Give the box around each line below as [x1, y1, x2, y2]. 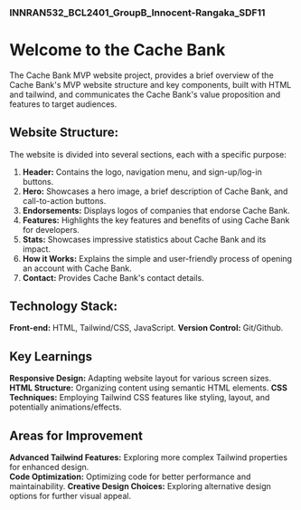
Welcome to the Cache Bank [9, 40, 226, 61]
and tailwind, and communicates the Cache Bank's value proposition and [9, 89, 281, 100]
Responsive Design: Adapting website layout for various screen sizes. [9, 373, 272, 384]
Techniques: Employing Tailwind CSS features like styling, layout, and [9, 392, 270, 403]
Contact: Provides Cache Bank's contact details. [22, 272, 205, 283]
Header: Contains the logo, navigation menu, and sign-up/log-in [22, 166, 262, 178]
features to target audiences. [9, 98, 118, 110]
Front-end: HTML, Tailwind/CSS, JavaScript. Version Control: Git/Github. [9, 322, 284, 333]
